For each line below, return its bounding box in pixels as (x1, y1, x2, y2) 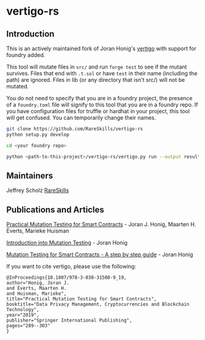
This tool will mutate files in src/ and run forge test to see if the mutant (6, 63, 187, 70)
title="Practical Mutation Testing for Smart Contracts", (6, 296, 157, 302)
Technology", (6, 307, 40, 313)
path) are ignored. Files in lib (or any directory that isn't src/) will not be (6, 76, 185, 83)
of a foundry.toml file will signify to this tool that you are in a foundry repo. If (6, 101, 198, 108)
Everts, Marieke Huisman (6, 227, 70, 235)
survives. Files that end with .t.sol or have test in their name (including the (6, 70, 198, 77)
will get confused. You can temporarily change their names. (6, 114, 157, 121)
